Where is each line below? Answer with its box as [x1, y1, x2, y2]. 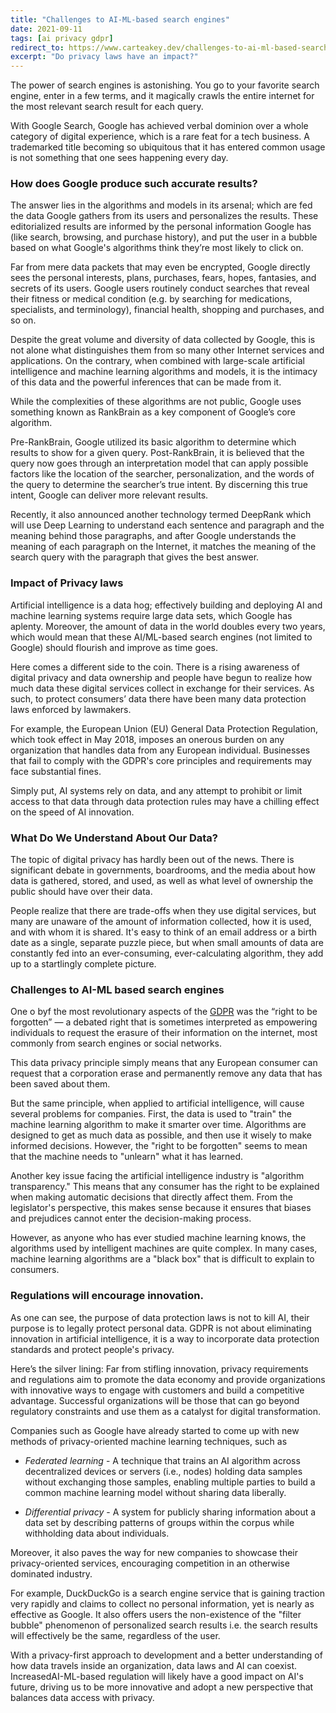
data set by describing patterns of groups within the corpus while [24, 1516, 295, 1528]
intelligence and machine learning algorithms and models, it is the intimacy [10, 366, 318, 378]
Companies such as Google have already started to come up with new [10, 1424, 300, 1436]
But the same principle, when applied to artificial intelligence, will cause [10, 1097, 305, 1110]
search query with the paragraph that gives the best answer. [10, 551, 260, 563]
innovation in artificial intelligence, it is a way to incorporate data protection [10, 1332, 320, 1345]
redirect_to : [10, 42, 65, 53]
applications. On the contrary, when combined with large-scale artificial [10, 355, 305, 367]
